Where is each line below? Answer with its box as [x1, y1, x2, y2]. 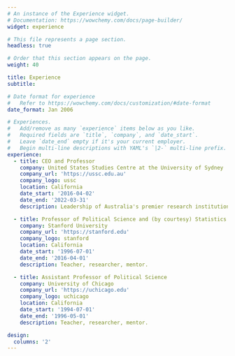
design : [7, 332, 30, 339]
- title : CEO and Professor [13, 158, 96, 165]
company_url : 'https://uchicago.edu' [20, 287, 130, 294]
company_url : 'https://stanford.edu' [20, 228, 130, 236]
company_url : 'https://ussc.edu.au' [20, 170, 127, 178]
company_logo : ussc [20, 177, 77, 184]
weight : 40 [7, 61, 39, 68]
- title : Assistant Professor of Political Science [13, 274, 168, 281]
